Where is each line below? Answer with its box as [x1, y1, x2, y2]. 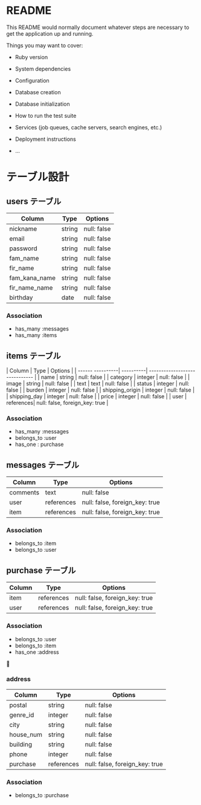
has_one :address [14, 648, 59, 656]
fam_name [9, 254, 39, 262]
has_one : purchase [14, 441, 65, 448]
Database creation [14, 88, 62, 95]
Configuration [14, 77, 49, 84]
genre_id [9, 711, 34, 719]
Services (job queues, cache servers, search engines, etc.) [14, 123, 162, 131]
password [9, 244, 37, 253]
